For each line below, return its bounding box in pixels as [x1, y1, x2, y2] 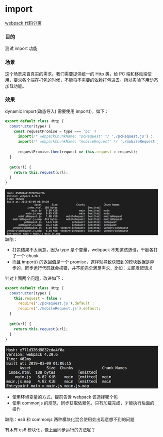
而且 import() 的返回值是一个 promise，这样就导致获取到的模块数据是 [12, 259, 150, 265]
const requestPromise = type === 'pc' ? [14, 129, 97, 134]
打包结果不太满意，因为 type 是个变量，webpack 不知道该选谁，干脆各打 [12, 247, 158, 253]
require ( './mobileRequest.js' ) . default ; [17, 306, 101, 311]
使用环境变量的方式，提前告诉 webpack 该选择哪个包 [12, 394, 118, 400]
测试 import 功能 [5, 45, 38, 52]
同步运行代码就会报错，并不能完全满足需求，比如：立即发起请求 [25, 265, 153, 271]
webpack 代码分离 [5, 20, 42, 26]
